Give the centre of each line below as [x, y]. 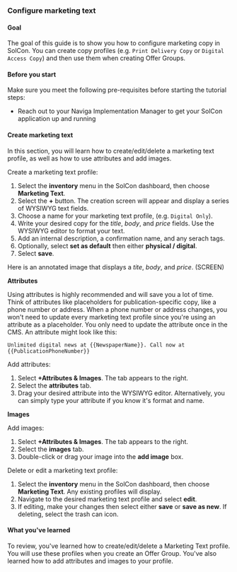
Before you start [32, 74]
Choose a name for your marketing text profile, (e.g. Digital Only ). [115, 216]
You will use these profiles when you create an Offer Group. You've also [112, 553]
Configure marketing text [52, 11]
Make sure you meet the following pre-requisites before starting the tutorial [117, 90]
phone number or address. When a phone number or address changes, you [117, 309]
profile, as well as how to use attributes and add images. [89, 158]
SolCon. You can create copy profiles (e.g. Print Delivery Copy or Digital [116, 51]
